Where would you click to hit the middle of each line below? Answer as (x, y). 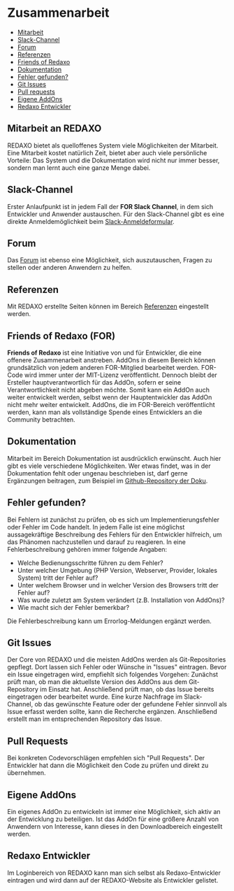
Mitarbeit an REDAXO (54, 128)
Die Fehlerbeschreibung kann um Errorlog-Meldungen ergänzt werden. (109, 621)
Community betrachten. (41, 420)
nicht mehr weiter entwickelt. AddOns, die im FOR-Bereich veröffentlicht (111, 405)
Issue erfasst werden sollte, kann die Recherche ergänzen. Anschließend (112, 712)
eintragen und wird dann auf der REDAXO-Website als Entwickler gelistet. (113, 880)
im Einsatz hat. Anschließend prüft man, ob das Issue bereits (127, 690)
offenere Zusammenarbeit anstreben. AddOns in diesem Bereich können (111, 360)
